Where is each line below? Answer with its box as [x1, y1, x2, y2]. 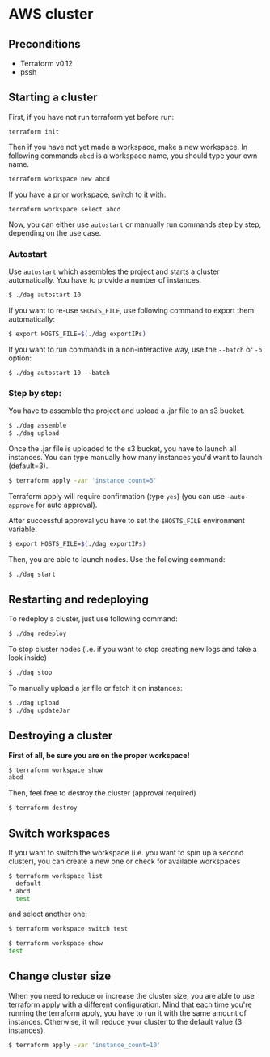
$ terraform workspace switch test [8, 925, 129, 933]
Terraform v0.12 [19, 58, 73, 68]
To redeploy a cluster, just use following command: [8, 614, 178, 624]
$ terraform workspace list [8, 872, 103, 880]
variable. [8, 524, 38, 534]
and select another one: [8, 909, 87, 919]
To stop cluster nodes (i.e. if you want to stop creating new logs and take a [8, 645, 257, 654]
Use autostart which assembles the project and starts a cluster [8, 266, 220, 276]
